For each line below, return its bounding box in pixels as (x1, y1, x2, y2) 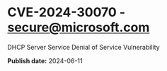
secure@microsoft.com (7, 19, 150, 35)
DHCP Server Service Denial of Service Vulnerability (7, 43, 161, 51)
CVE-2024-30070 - (7, 4, 126, 21)
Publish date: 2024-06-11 (7, 56, 83, 65)
